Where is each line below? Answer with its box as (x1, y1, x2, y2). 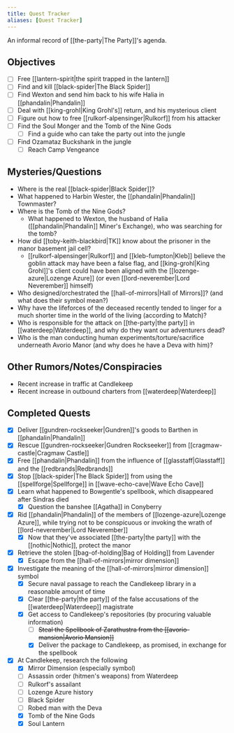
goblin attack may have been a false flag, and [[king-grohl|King (27, 259, 210, 267)
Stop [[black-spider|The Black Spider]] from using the (17, 471, 173, 480)
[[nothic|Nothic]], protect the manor (27, 541, 131, 549)
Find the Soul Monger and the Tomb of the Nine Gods (17, 122, 172, 130)
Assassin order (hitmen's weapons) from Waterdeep (27, 672, 179, 681)
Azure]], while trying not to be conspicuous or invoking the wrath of (17, 518, 213, 527)
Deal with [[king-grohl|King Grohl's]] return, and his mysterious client (17, 106, 217, 114)
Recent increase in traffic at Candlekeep (17, 379, 133, 388)
